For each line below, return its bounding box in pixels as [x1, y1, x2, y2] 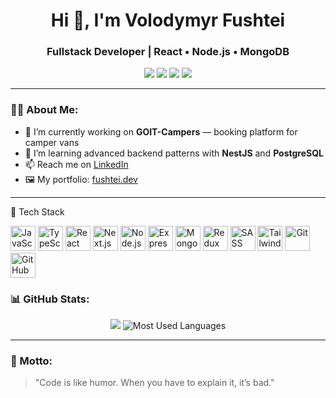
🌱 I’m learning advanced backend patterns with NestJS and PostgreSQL [24, 147, 325, 159]
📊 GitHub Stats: [10, 292, 90, 306]
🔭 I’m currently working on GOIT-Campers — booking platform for [24, 125, 298, 138]
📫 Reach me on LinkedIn [24, 158, 129, 170]
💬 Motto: [10, 354, 53, 368]
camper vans [24, 136, 80, 148]
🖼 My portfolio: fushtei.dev [24, 173, 138, 185]
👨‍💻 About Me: [10, 103, 79, 117]
